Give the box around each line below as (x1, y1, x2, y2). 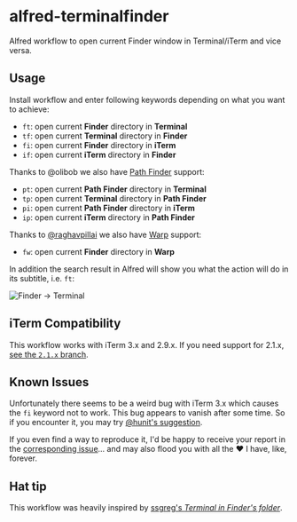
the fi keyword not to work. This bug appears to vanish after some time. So (9, 407, 285, 418)
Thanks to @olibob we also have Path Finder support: (9, 166, 206, 177)
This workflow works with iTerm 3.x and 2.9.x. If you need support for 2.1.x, (9, 339, 285, 350)
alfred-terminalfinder (9, 6, 169, 27)
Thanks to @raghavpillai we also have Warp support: (9, 229, 202, 240)
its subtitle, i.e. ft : (9, 273, 75, 283)
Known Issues (9, 375, 90, 390)
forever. (9, 453, 38, 463)
